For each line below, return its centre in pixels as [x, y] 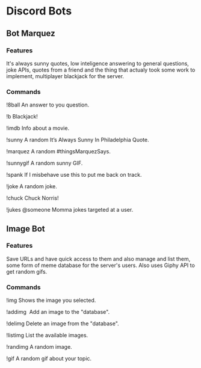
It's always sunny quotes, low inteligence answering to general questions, [98, 63]
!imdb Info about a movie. [38, 128]
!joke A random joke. [32, 186]
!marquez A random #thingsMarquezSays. [59, 152]
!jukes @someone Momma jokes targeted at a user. [70, 210]
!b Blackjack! [22, 117]
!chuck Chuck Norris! [32, 198]
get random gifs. [27, 271]
